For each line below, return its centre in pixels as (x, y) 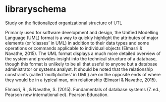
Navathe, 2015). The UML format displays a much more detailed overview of (83, 53)
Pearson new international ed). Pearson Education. (57, 95)
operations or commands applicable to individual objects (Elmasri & (74, 48)
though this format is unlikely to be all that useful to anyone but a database (81, 64)
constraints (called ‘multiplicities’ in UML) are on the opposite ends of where (83, 74)
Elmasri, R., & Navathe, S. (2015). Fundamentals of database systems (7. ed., (83, 89)
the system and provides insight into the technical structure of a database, (81, 58)
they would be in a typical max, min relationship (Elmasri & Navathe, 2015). (81, 80)
